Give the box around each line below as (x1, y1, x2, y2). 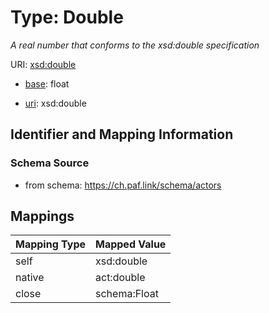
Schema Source (10, 156, 90, 170)
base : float (24, 77, 70, 90)
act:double (95, 271, 146, 285)
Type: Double (10, 6, 124, 29)
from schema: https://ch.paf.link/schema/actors (24, 179, 222, 191)
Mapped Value (95, 237, 167, 251)
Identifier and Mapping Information (10, 126, 234, 143)
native (15, 271, 45, 285)
